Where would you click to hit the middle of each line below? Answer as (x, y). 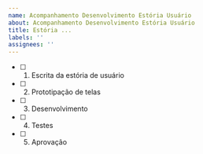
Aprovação (49, 142)
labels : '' (26, 37)
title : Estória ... (40, 30)
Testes (42, 126)
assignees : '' (31, 45)
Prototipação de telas (66, 92)
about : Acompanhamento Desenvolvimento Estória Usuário (101, 23)
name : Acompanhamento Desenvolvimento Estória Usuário (100, 15)
